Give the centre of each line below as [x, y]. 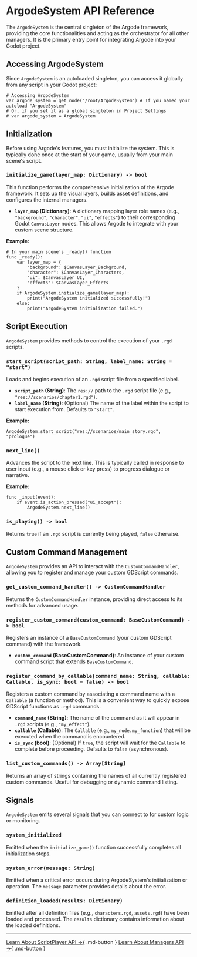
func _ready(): [25, 257]
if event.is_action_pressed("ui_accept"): [69, 503]
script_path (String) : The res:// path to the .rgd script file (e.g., [93, 390]
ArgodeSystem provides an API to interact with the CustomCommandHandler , [93, 566]
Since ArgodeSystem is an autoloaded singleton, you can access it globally [95, 78]
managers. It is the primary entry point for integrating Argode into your [91, 39]
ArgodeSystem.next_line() [59, 508]
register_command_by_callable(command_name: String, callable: [98, 676]
